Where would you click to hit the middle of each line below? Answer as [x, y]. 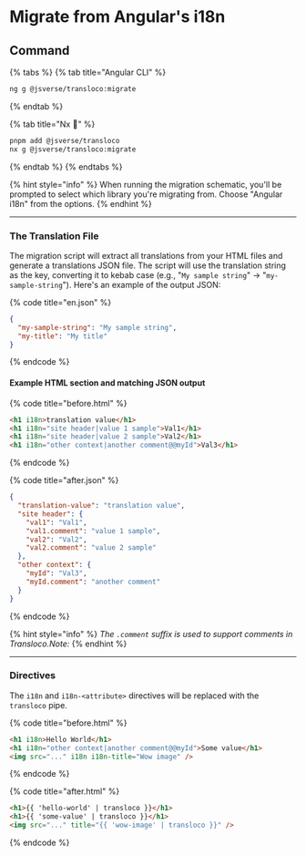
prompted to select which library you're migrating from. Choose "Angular [146, 194]
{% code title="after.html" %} [65, 791]
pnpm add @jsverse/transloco [65, 140]
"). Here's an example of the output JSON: [142, 284]
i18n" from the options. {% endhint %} [81, 203]
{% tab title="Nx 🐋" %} [52, 124]
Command [40, 51]
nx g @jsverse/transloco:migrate [73, 149]
